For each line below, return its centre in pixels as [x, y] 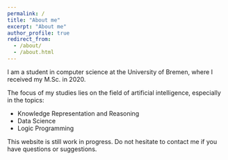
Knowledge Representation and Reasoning [78, 113]
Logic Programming [46, 128]
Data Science [36, 121]
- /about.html [34, 53]
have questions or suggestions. [52, 149]
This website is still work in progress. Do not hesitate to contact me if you [112, 141]
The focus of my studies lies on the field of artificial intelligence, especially [114, 92]
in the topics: [26, 100]
